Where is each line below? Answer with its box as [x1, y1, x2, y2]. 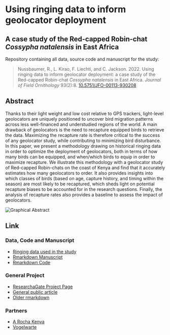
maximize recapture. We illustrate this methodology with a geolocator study [5, 159, 163, 165]
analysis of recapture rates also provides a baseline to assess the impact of [5, 191, 163, 198]
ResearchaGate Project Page [12, 284, 73, 290]
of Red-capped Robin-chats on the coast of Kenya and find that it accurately [5, 164, 165, 171]
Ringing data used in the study [12, 248, 77, 255]
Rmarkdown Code [12, 259, 51, 265]
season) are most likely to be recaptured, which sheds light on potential [5, 181, 155, 187]
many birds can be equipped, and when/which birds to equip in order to [5, 154, 155, 160]
